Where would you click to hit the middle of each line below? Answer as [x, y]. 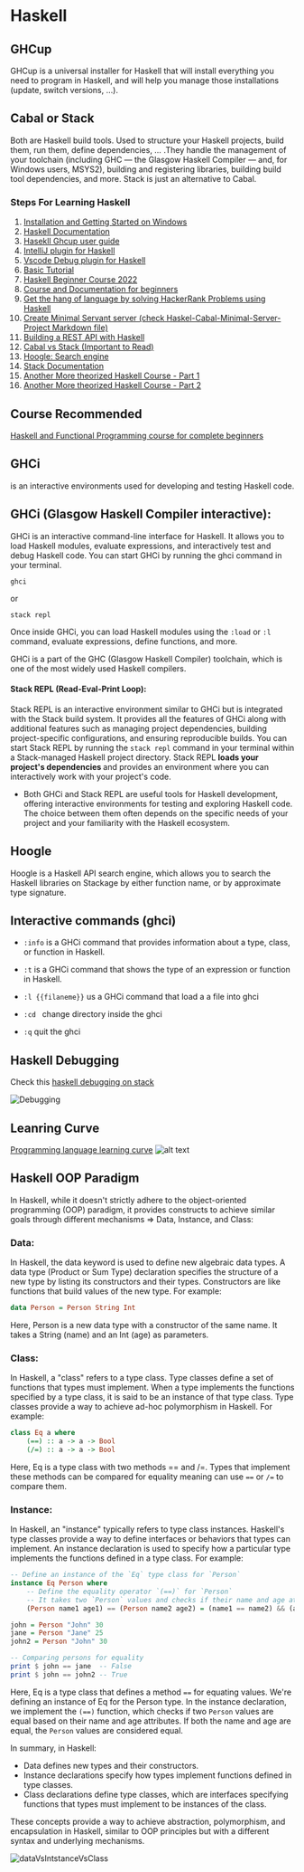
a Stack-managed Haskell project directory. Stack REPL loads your [135, 757]
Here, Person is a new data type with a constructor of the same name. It [144, 1325]
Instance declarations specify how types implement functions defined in [157, 1775]
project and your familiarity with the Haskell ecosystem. [127, 822]
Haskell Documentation [67, 232]
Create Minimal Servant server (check [94, 318]
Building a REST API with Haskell [84, 337]
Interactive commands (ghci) [93, 921]
